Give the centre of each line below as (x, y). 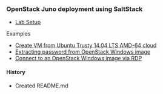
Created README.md (42, 86)
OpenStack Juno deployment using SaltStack (75, 9)
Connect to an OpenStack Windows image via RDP (78, 58)
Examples (18, 34)
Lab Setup (28, 22)
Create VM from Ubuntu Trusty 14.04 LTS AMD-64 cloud (86, 45)
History (16, 72)
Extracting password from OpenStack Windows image (82, 52)
